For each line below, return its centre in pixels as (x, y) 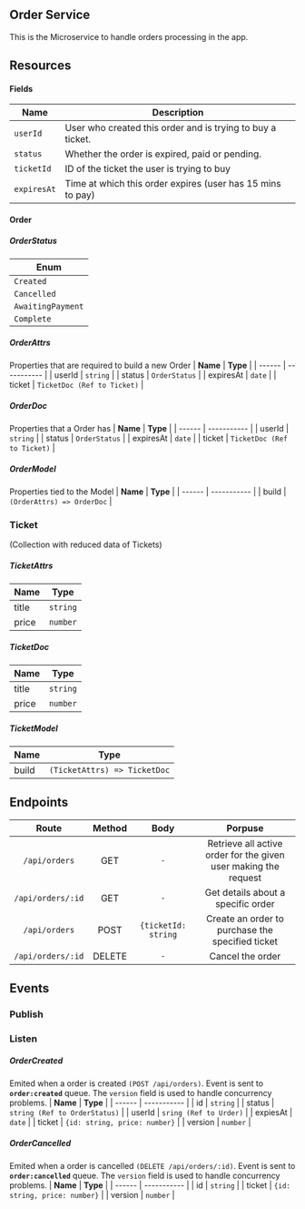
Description (178, 113)
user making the (245, 866)
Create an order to (245, 919)
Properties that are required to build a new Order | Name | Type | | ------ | (148, 365)
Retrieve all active (245, 843)
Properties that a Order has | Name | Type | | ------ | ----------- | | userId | (149, 428)
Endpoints (39, 803)
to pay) (80, 195)
